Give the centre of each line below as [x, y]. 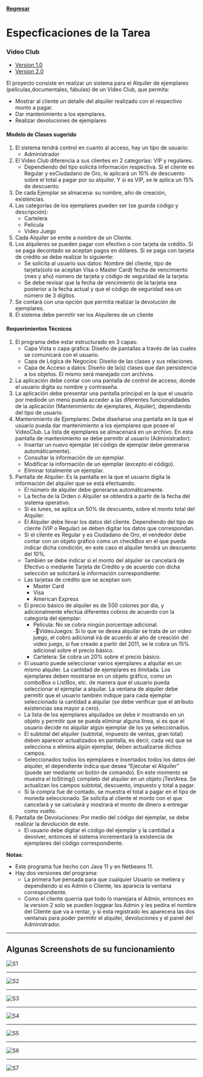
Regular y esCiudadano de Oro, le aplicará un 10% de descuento [105, 174]
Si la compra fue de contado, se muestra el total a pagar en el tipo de [110, 792]
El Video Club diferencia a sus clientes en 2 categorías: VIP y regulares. [104, 161]
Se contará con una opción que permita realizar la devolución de [95, 302]
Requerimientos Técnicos [39, 328]
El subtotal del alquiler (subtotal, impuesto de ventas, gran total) [103, 734]
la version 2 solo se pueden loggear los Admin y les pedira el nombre [110, 905]
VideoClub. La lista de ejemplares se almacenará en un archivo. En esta [104, 432]
